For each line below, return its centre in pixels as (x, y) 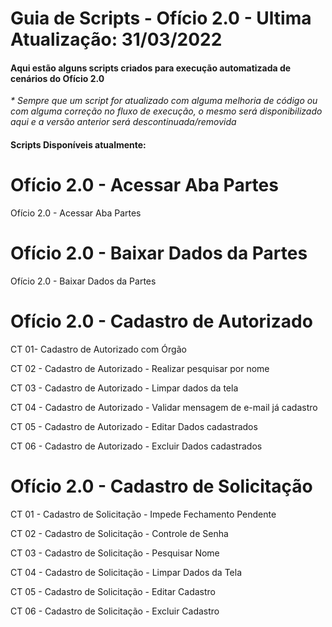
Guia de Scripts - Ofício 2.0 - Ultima (161, 18)
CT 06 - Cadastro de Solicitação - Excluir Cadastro (115, 611)
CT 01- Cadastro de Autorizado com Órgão (98, 349)
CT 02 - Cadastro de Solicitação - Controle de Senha (119, 533)
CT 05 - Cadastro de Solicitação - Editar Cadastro (113, 591)
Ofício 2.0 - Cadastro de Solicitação (161, 486)
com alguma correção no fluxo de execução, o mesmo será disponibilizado (166, 111)
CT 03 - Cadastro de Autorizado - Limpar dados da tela (124, 388)
